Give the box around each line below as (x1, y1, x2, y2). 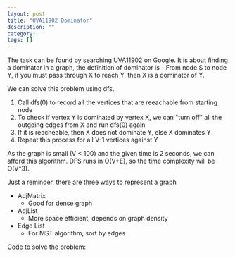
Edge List (17, 221, 45, 230)
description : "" (7, 23, 55, 30)
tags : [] (7, 37, 33, 44)
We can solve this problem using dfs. (7, 85, 115, 93)
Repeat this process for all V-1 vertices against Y (17, 135, 158, 145)
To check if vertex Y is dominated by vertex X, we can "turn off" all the (17, 113, 222, 122)
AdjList (17, 207, 38, 215)
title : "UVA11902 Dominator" (7, 17, 93, 24)
